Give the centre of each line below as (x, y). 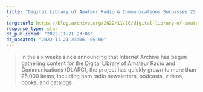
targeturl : (20, 23)
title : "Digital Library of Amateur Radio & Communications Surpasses (97, 12)
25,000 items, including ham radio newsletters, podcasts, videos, (102, 76)
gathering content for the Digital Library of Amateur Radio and (98, 63)
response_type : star (32, 29)
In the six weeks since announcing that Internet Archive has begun (104, 57)
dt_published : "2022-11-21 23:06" (50, 34)
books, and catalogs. (47, 82)
